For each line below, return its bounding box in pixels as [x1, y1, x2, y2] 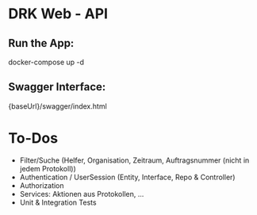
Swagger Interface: [8, 80, 106, 94]
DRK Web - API [8, 5, 109, 23]
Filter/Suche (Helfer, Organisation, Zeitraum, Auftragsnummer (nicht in [19, 155, 250, 165]
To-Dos [8, 129, 58, 147]
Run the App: [8, 36, 75, 50]
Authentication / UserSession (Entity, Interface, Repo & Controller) [19, 172, 236, 182]
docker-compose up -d [8, 57, 85, 67]
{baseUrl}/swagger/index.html [8, 101, 107, 111]
